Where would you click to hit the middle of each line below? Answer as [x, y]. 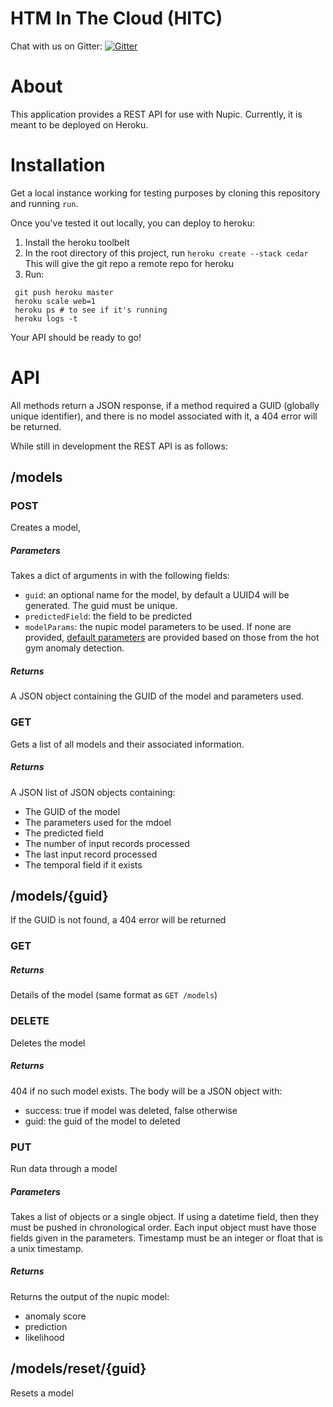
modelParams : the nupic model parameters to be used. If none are [158, 627]
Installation [58, 165]
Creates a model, [45, 528]
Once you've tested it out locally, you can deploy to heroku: [132, 223]
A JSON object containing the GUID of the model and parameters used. [157, 696]
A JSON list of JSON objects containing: [93, 792]
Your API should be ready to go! [76, 337]
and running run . [44, 203]
